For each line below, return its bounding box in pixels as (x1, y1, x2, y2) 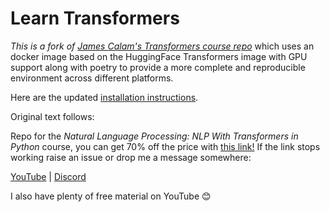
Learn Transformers (10, 7, 180, 30)
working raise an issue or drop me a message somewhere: (10, 151, 252, 163)
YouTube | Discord (10, 170, 87, 182)
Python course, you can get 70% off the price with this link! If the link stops (10, 140, 321, 152)
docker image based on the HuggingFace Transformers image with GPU (10, 50, 308, 62)
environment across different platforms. (10, 72, 174, 84)
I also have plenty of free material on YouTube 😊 (10, 190, 212, 202)
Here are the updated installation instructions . (10, 91, 199, 103)
